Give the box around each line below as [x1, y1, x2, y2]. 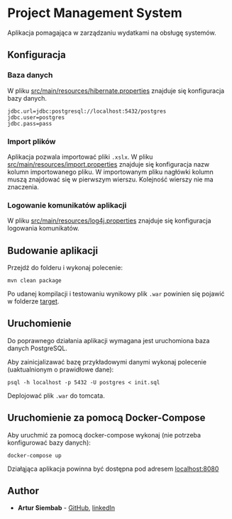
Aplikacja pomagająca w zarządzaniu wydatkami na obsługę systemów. [7, 28, 216, 37]
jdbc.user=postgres [7, 113, 65, 121]
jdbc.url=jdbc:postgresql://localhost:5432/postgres [7, 108, 167, 115]
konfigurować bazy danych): [7, 438, 91, 447]
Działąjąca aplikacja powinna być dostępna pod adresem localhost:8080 [7, 464, 219, 473]
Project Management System [7, 5, 182, 21]
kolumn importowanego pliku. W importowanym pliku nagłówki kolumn [7, 167, 214, 176]
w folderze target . [7, 297, 60, 306]
